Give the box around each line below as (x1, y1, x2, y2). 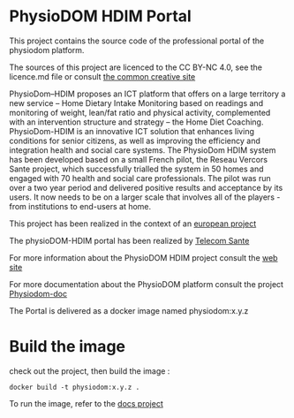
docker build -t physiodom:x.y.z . (9, 383, 140, 391)
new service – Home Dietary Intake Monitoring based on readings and (9, 97, 263, 108)
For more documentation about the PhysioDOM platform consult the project (9, 278, 284, 289)
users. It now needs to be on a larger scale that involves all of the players (9, 192, 275, 202)
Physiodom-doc (9, 288, 68, 299)
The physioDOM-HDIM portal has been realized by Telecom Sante (9, 235, 250, 246)
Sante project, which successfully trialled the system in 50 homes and (9, 163, 264, 174)
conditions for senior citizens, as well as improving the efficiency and (9, 135, 260, 146)
